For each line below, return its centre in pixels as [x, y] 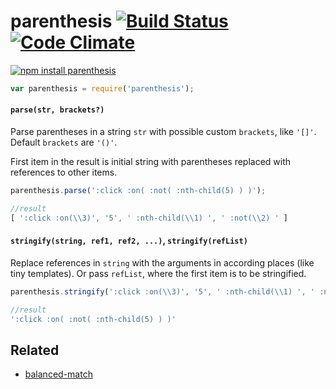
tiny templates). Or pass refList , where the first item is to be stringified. [158, 273]
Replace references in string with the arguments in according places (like [162, 262]
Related [35, 350]
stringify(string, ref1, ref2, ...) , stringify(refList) [129, 241]
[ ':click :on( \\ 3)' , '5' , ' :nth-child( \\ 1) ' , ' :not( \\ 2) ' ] [149, 218]
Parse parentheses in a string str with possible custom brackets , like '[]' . [163, 132]
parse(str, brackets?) [57, 110]
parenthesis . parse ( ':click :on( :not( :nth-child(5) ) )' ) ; [138, 191]
